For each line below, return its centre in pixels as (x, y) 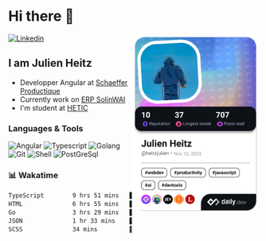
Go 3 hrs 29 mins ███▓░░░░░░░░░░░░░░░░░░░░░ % (131, 213)
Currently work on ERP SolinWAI (72, 99)
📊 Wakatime (33, 175)
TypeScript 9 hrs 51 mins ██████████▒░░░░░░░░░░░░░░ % (131, 196)
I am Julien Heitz (51, 63)
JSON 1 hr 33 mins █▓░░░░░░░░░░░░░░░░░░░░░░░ (113, 221)
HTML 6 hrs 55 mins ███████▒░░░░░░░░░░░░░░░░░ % (131, 204)
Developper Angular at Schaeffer (74, 82)
